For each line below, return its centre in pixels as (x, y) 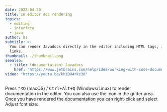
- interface (22, 28)
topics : (13, 19)
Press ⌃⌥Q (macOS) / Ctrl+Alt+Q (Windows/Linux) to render (68, 88)
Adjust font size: (22, 104)
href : (20, 70)
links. (16, 51)
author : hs (16, 38)
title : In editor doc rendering (39, 14)
